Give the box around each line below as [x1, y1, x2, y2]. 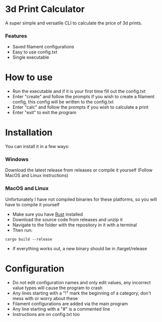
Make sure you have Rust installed [12, 211, 83, 217]
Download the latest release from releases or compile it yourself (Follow [5, 167, 153, 173]
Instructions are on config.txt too [12, 311, 80, 317]
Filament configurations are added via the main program [12, 301, 128, 307]
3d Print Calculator [5, 3, 85, 15]
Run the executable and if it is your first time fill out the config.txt [12, 88, 146, 94]
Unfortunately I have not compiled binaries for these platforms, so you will [5, 196, 157, 202]
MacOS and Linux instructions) [5, 172, 69, 178]
